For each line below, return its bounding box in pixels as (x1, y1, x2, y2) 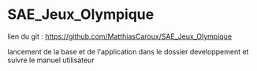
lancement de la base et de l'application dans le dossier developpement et (7, 47, 249, 56)
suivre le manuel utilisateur (7, 55, 95, 65)
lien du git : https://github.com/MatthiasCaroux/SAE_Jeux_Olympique (7, 32, 233, 41)
